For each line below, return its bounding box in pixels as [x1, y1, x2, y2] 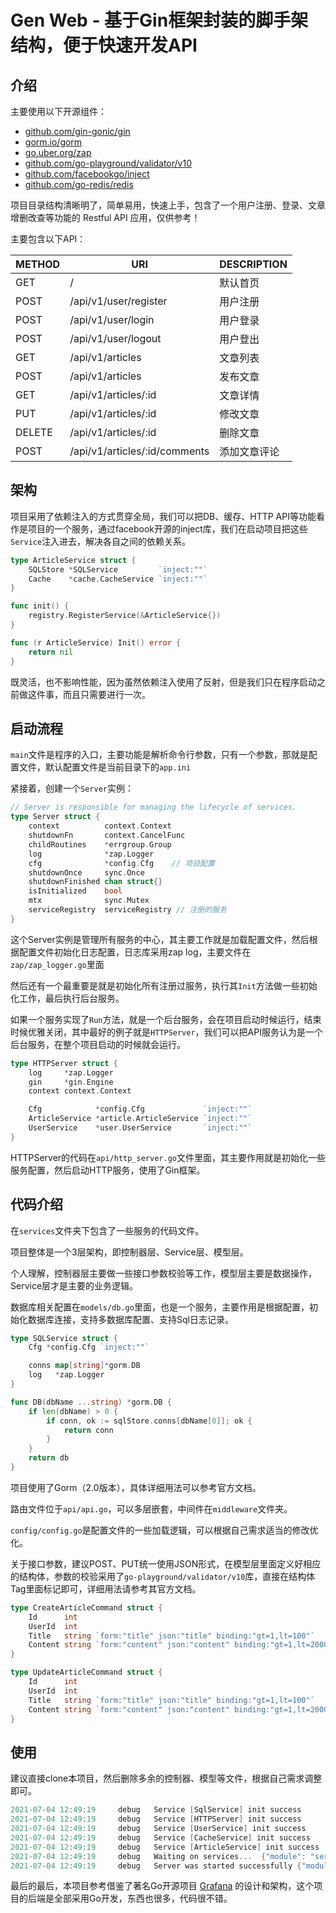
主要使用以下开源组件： [10, 106, 107, 117]
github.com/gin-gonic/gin [24, 126, 131, 137]
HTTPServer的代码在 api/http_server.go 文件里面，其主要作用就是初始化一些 [10, 1151, 326, 1163]
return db [28, 1453, 70, 1463]
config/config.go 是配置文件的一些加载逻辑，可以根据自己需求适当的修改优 [10, 1524, 319, 1536]
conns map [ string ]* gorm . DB [28, 1361, 141, 1371]
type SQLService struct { [10, 1333, 118, 1343]
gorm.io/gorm [24, 136, 83, 148]
